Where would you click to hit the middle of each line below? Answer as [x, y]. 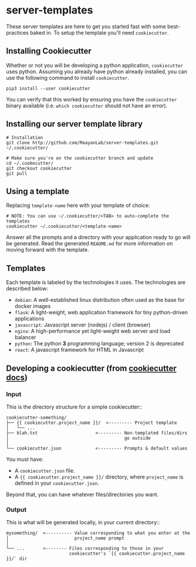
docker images [33, 306]
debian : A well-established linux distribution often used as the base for [99, 300]
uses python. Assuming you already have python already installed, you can [97, 72]
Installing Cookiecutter [49, 51]
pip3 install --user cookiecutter [48, 89]
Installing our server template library [74, 124]
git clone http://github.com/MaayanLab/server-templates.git [82, 142]
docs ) [17, 377]
